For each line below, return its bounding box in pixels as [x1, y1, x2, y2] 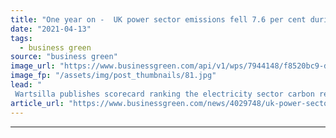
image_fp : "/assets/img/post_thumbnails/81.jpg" [10, 71, 217, 81]
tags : [10, 33, 33, 43]
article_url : [10, 98, 65, 108]
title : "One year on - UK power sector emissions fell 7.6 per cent [10, 14, 307, 25]
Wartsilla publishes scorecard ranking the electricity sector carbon [14, 89, 315, 99]
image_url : [10, 61, 56, 71]
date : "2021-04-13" [10, 24, 92, 34]
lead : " [10, 80, 43, 90]
